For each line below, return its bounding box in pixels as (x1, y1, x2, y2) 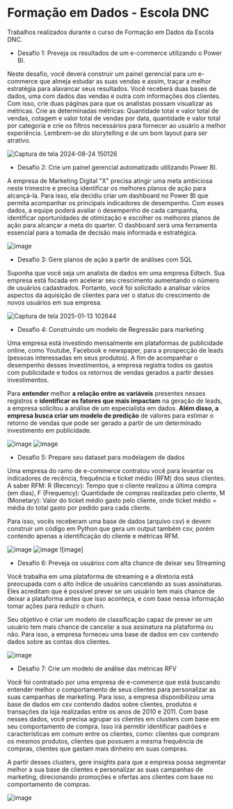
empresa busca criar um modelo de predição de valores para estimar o (7, 411, 214, 419)
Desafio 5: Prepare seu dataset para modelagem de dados (17, 453, 185, 461)
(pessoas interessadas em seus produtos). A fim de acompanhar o (7, 353, 198, 362)
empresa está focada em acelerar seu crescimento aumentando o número (7, 276, 220, 285)
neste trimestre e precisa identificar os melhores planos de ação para (7, 184, 207, 192)
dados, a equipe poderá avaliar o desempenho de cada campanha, (7, 206, 200, 214)
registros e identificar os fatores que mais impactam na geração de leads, (7, 397, 223, 405)
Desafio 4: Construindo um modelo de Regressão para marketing (17, 325, 204, 333)
